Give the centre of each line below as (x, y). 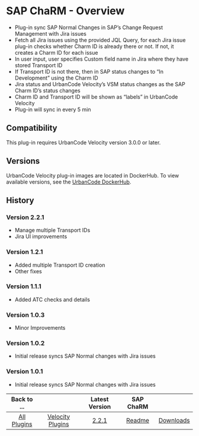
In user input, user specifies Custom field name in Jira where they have (101, 59)
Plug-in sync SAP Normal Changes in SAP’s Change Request (89, 27)
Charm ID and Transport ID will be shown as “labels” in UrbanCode (96, 97)
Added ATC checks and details (52, 299)
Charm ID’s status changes (48, 90)
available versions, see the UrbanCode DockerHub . (69, 182)
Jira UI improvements (41, 236)
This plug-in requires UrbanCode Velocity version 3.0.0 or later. (84, 142)
